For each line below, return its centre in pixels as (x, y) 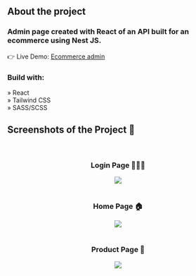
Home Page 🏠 (118, 206)
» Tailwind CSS (29, 100)
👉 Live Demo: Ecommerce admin (56, 56)
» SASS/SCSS (27, 107)
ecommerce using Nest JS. (54, 40)
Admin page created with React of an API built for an (98, 32)
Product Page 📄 (118, 250)
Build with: (26, 77)
